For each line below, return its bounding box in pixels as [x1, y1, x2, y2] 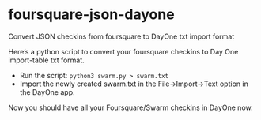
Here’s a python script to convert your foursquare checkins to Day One [8, 47, 239, 56]
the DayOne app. [19, 87, 75, 96]
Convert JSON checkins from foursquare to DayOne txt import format [8, 32, 235, 41]
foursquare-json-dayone [8, 6, 176, 24]
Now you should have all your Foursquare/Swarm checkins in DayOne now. [8, 103, 253, 112]
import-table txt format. [8, 55, 85, 65]
